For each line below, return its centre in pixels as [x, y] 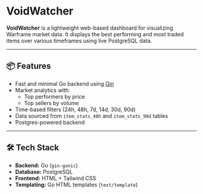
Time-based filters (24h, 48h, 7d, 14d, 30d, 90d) [75, 109]
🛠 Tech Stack [33, 148]
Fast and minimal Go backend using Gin [64, 83]
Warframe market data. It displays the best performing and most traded [95, 34]
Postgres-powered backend [50, 122]
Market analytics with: [43, 90]
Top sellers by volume [51, 103]
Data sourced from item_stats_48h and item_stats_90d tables [91, 115]
